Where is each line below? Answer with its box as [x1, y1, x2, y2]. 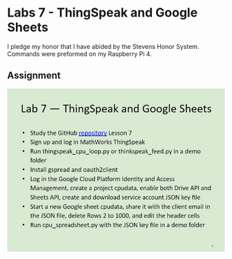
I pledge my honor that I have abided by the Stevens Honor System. [7, 42, 200, 50]
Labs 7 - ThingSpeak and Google [7, 5, 198, 21]
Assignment [7, 70, 61, 81]
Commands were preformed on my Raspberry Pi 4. [7, 50, 152, 58]
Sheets [7, 19, 48, 35]
